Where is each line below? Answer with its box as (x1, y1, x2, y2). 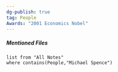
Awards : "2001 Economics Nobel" (6, 20, 88, 26)
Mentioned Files (6, 39, 48, 46)
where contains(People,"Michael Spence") (6, 60, 113, 66)
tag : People (6, 15, 36, 21)
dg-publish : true (6, 9, 50, 15)
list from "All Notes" (6, 54, 64, 61)
